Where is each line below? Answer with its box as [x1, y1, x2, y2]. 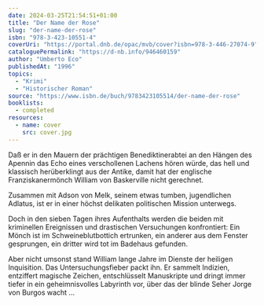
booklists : [8, 99, 44, 107]
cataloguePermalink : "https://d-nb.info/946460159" [8, 48, 181, 56]
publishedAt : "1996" [8, 63, 76, 71]
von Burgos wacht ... [8, 288, 75, 297]
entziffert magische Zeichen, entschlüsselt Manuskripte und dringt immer [8, 270, 246, 280]
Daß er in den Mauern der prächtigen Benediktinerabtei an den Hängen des [8, 150, 253, 160]
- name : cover [15, 121, 61, 129]
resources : [8, 114, 44, 122]
